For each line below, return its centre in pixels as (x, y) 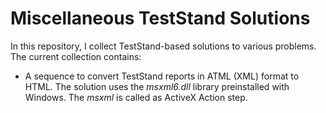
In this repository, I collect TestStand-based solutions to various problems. (163, 46)
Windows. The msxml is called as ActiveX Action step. (136, 97)
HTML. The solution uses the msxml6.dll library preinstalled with (157, 86)
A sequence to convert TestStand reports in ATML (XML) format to (162, 76)
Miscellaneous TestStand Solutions (160, 18)
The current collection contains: (76, 56)
